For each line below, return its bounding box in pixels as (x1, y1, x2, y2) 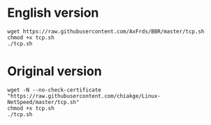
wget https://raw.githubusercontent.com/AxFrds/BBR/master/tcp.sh (7, 28, 205, 35)
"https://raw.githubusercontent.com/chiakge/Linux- (7, 92, 161, 99)
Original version (7, 64, 103, 80)
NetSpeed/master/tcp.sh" (7, 98, 80, 105)
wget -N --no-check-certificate (7, 86, 101, 94)
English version (7, 5, 99, 21)
